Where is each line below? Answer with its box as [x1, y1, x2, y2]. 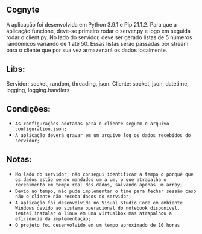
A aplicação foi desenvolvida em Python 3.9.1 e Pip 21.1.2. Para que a [6, 21, 177, 28]
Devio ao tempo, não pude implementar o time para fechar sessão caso [14, 188, 197, 195]
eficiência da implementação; [14, 216, 92, 222]
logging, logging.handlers [6, 86, 70, 93]
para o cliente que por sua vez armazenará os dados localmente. [6, 46, 168, 54]
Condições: [6, 104, 51, 114]
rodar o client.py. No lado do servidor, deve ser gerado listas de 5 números [6, 33, 192, 41]
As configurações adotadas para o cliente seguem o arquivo [14, 121, 169, 127]
